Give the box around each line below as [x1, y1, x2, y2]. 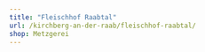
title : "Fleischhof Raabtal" [9, 12, 117, 22]
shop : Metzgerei [9, 29, 69, 38]
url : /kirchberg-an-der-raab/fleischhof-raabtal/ [9, 21, 197, 30]
